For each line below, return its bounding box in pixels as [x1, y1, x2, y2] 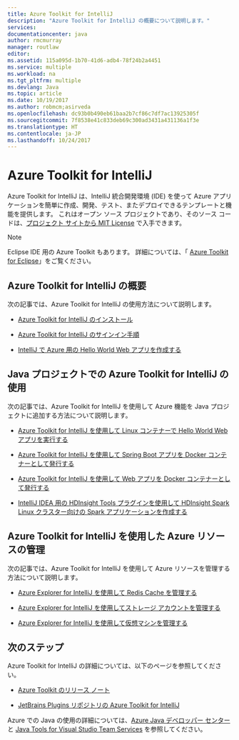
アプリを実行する [17, 435, 68, 444]
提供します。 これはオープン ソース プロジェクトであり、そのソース [19, 210, 218, 219]
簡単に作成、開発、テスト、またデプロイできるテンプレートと [44, 201, 226, 209]
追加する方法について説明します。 [31, 411, 132, 419]
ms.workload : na [7, 70, 56, 77]
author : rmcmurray [7, 37, 62, 44]
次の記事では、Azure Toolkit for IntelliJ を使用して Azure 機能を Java [7, 401, 209, 411]
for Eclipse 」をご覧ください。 [7, 256, 95, 265]
